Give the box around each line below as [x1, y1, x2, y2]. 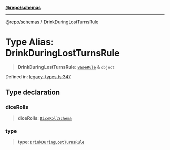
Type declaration [5, 88, 60, 97]
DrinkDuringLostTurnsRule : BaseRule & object [17, 64, 115, 70]
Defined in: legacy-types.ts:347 [5, 73, 71, 80]
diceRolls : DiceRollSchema [17, 115, 72, 121]
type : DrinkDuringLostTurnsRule [17, 139, 85, 145]
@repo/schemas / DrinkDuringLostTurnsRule [5, 19, 99, 25]
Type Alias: [5, 36, 54, 48]
